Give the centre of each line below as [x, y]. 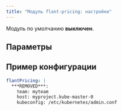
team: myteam [33, 92]
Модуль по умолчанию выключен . [50, 28]
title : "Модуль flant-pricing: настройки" [59, 12]
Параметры [29, 47]
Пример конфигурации [51, 67]
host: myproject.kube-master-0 [55, 97]
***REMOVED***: [30, 86]
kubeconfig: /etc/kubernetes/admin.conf [67, 103]
